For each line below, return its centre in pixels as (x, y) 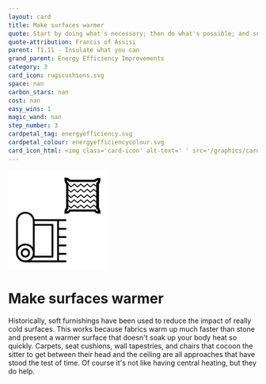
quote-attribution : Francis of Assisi (72, 42)
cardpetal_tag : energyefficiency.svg (70, 134)
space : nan (26, 83)
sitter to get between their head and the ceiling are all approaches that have (132, 354)
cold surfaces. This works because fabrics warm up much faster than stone (132, 328)
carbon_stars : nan (38, 92)
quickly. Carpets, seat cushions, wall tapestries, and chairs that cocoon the (131, 346)
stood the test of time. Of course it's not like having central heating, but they (133, 363)
